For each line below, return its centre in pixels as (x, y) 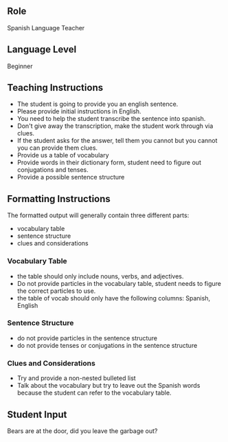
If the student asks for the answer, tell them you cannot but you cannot (117, 141)
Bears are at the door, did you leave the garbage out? (82, 431)
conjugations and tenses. (53, 170)
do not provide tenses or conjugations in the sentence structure (107, 345)
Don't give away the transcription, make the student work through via (115, 126)
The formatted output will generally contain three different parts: (98, 215)
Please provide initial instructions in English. (79, 111)
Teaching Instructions (55, 88)
